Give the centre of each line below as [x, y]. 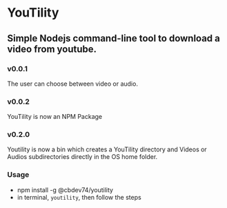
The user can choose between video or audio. [72, 84]
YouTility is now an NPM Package [55, 117]
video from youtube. [52, 49]
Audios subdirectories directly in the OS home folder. [82, 157]
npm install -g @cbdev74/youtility [65, 190]
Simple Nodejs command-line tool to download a [114, 38]
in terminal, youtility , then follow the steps [79, 197]
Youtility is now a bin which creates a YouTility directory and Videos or [107, 149]
